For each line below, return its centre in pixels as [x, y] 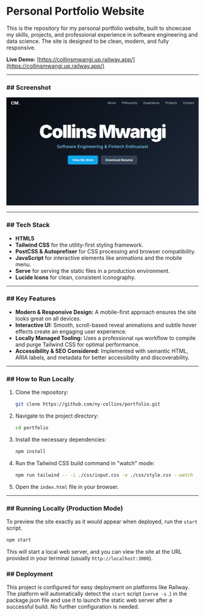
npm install [30, 451]
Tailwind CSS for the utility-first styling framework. [79, 245]
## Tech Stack [28, 225]
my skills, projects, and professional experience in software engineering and [102, 34]
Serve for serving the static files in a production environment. [92, 270]
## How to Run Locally [40, 379]
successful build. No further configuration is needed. [73, 607]
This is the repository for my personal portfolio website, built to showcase [99, 28]
